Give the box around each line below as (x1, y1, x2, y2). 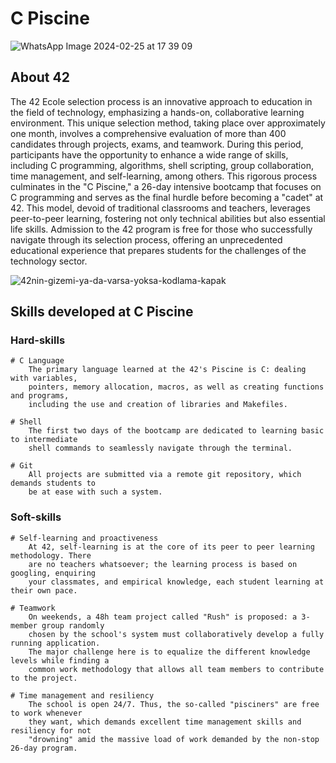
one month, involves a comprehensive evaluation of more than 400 (10, 127, 287, 139)
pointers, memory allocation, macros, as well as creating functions (28, 382, 325, 392)
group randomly (41, 620, 105, 631)
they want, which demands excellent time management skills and (28, 717, 302, 727)
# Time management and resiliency (10, 690, 155, 701)
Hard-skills (10, 333, 66, 347)
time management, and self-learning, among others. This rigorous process (10, 170, 318, 182)
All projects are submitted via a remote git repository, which (28, 470, 302, 480)
